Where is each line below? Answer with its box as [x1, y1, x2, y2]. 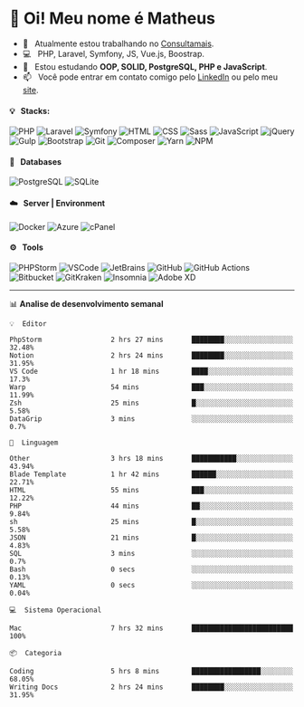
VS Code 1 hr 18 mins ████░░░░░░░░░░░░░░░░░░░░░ [9, 367, 294, 376]
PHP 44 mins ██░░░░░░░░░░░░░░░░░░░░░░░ [9, 502, 294, 511]
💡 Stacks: [9, 105, 51, 116]
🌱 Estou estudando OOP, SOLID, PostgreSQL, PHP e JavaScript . [22, 61, 268, 72]
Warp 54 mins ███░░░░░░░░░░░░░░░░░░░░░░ [9, 382, 294, 392]
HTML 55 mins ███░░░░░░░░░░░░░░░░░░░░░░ [9, 485, 294, 494]
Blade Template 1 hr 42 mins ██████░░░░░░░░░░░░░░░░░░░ [9, 470, 294, 479]
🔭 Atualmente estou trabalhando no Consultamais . [22, 38, 214, 49]
